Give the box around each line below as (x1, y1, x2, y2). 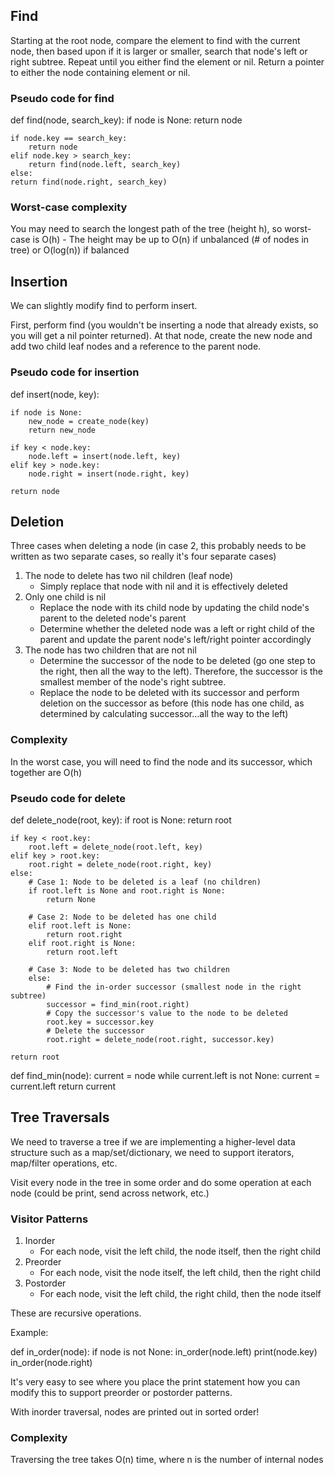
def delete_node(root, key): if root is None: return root (10, 814, 232, 826)
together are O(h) (10, 766, 83, 778)
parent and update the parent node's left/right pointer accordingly (39, 634, 312, 646)
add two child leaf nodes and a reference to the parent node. (10, 340, 262, 353)
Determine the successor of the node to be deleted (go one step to (39, 655, 316, 667)
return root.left (46, 947, 118, 957)
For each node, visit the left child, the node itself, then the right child (39, 1245, 321, 1258)
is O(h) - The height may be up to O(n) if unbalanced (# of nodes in (32, 234, 310, 246)
